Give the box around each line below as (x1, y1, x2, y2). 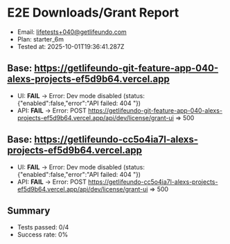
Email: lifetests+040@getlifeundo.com (17, 28, 127, 36)
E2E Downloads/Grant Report (7, 5, 179, 21)
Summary (7, 205, 51, 216)
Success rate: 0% (17, 230, 69, 239)
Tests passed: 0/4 (17, 223, 69, 232)
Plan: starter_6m (17, 35, 64, 43)
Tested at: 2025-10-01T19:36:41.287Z (17, 42, 125, 50)
